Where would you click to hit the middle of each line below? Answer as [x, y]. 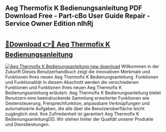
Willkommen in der [140, 66]
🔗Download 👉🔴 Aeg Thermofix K [58, 44]
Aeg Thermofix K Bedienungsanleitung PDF [74, 8]
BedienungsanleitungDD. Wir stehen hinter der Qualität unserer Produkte [79, 119]
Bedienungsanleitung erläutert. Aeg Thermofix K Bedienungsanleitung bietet [83, 93]
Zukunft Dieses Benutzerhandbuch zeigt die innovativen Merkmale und [78, 72]
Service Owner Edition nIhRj [49, 24]
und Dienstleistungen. [28, 124]
